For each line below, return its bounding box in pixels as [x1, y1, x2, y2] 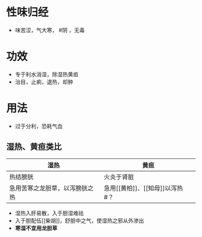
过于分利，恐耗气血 [14, 122, 63, 130]
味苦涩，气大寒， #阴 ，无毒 [14, 26, 85, 34]
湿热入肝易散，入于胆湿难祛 [14, 209, 84, 217]
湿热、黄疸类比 [6, 142, 62, 152]
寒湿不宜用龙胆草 [14, 224, 58, 232]
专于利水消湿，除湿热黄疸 [14, 70, 79, 78]
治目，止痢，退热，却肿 [14, 78, 73, 85]
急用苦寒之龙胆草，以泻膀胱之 [9, 184, 94, 192]
